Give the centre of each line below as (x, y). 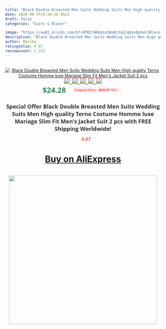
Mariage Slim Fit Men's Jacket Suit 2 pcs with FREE (83, 121)
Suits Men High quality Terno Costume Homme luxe (83, 114)
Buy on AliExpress (83, 159)
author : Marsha (21, 42)
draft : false (19, 19)
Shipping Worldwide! (83, 129)
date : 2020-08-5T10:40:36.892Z (37, 14)
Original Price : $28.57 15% (96, 90)
